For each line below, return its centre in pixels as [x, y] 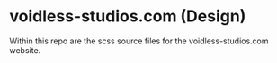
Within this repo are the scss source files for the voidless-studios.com [139, 41]
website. [25, 50]
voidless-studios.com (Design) [128, 16]
